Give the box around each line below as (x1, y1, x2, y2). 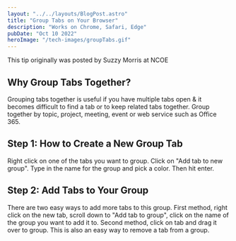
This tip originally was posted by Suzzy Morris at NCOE (7, 56, 169, 64)
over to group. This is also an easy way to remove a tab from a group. (7, 225, 210, 234)
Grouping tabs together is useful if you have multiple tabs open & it (7, 94, 202, 103)
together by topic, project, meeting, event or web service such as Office (7, 110, 217, 118)
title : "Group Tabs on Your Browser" (7, 17, 119, 24)
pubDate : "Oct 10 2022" (7, 30, 78, 37)
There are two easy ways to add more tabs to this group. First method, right (7, 203, 228, 211)
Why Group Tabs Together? (7, 76, 131, 88)
